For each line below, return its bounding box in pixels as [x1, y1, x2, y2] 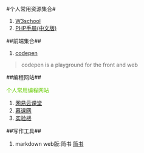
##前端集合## [6, 37, 41, 44]
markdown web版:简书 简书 [15, 140, 84, 147]
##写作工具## [6, 128, 41, 134]
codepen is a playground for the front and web [21, 61, 138, 68]
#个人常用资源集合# [6, 5, 56, 12]
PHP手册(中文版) [15, 25, 57, 31]
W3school [15, 18, 41, 24]
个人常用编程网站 [6, 86, 49, 94]
